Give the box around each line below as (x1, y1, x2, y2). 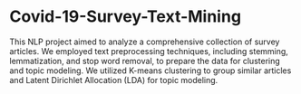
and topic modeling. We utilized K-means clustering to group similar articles (9, 65, 292, 76)
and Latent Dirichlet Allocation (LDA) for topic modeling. (9, 74, 218, 85)
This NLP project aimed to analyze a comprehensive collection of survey (9, 36, 280, 47)
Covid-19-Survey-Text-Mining (9, 6, 242, 27)
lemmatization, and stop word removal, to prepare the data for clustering (9, 55, 281, 66)
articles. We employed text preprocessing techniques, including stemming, (9, 45, 288, 56)
